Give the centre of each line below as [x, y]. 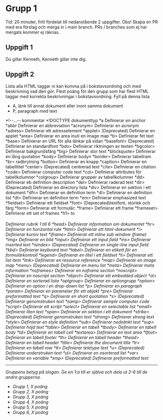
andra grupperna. [23, 377]
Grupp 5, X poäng [30, 407]
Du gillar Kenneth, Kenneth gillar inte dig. [46, 59]
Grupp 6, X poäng [30, 412]
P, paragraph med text [35, 111]
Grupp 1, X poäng [30, 387]
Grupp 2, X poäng [30, 392]
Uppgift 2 [20, 74]
